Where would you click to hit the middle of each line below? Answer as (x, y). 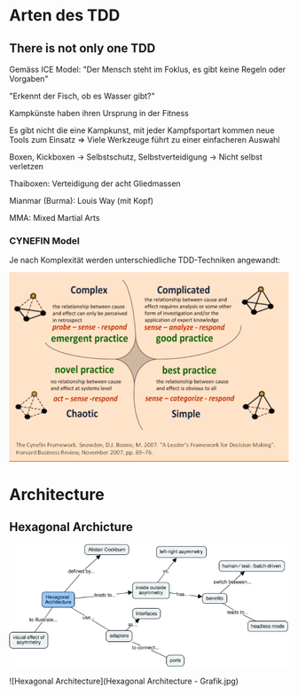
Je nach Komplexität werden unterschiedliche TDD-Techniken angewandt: (145, 260)
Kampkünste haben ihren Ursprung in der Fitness (99, 113)
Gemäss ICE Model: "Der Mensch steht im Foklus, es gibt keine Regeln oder (148, 69)
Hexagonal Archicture (71, 527)
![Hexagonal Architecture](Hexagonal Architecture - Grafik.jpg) (124, 681)
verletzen (27, 166)
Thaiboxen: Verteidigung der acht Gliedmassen (95, 184)
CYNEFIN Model (44, 240)
